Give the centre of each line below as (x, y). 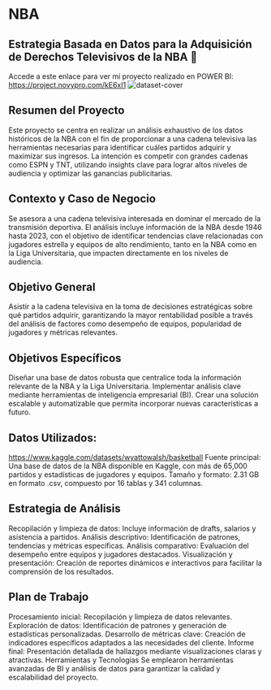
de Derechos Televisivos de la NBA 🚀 (103, 56)
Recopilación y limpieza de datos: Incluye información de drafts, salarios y (132, 528)
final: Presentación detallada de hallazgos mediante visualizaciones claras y (135, 651)
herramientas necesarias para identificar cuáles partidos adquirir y (120, 147)
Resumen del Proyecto (67, 111)
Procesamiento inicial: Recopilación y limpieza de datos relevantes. (120, 616)
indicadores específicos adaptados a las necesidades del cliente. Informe (131, 642)
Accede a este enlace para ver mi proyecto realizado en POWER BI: (121, 76)
